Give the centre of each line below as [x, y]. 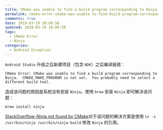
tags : [10, 32]
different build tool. [28, 82]
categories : [17, 45]
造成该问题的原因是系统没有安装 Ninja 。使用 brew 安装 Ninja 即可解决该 [76, 91]
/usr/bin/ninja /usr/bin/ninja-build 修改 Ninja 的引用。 [63, 122]
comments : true [20, 18]
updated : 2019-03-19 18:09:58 [36, 28]
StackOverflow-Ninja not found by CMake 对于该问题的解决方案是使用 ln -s [81, 116]
